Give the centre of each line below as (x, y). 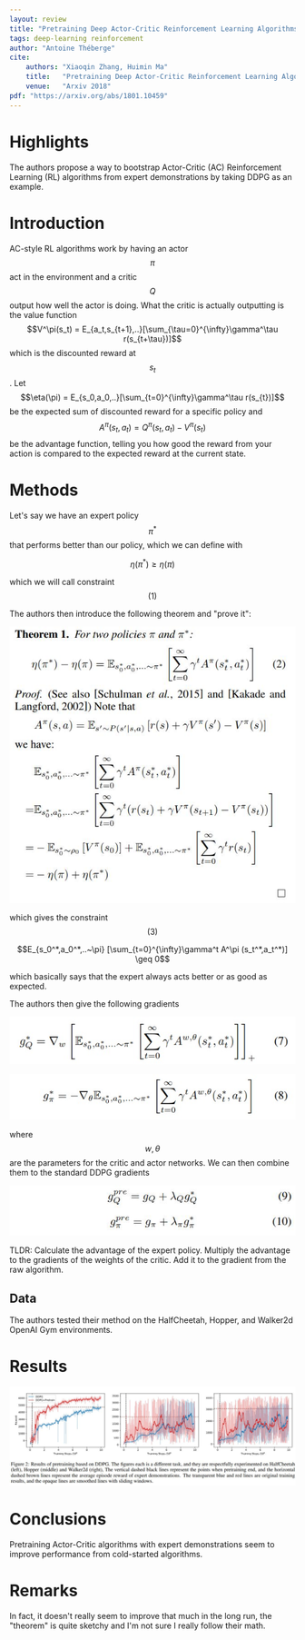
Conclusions (58, 1519)
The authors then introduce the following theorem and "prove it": (130, 614)
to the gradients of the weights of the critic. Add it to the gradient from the (148, 1260)
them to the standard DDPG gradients (79, 1173)
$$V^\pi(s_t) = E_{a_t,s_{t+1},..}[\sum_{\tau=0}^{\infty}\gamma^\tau (152, 329)
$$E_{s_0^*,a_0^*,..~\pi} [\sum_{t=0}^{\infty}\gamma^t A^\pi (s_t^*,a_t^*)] (152, 949)
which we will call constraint (62, 582)
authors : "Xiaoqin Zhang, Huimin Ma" (97, 67)
